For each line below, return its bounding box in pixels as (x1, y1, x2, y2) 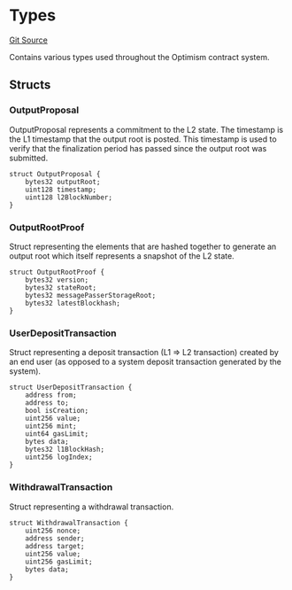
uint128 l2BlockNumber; (25, 192, 113, 202)
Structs (9, 77, 51, 93)
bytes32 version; (25, 276, 89, 284)
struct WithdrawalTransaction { (9, 518, 128, 527)
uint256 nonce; (25, 526, 81, 535)
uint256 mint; (25, 422, 77, 431)
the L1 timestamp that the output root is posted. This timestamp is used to (9, 134, 277, 144)
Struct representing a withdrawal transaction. (9, 501, 174, 512)
